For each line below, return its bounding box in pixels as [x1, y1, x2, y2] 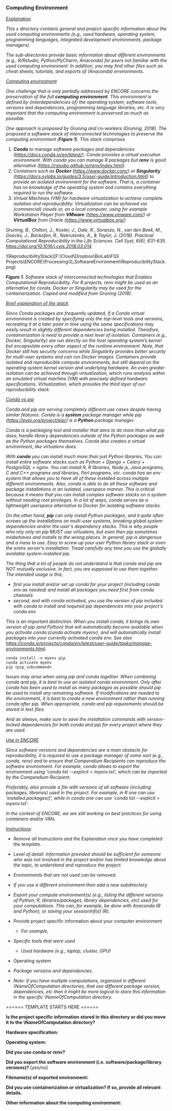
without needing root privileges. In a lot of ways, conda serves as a [6, 497, 148, 503]
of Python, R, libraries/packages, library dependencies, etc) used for [13, 897, 159, 903]
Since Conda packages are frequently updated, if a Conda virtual [6, 310, 145, 316]
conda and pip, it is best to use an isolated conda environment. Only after [6, 679, 162, 685]
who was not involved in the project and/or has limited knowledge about [13, 857, 166, 863]
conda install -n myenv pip [6, 656, 66, 661]
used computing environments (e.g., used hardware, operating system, [6, 31, 156, 37]
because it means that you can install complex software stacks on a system [6, 492, 167, 498]
